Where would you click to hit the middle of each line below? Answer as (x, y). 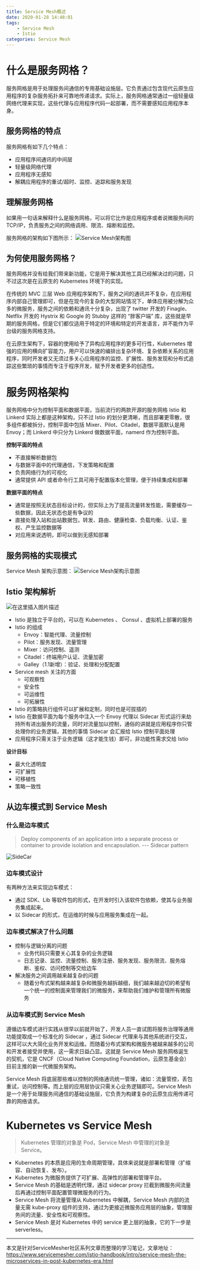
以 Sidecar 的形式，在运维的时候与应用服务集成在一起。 (83, 915)
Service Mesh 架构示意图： (40, 571)
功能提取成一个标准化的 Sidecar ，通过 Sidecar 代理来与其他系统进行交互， (98, 1036)
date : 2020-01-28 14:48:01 (40, 17)
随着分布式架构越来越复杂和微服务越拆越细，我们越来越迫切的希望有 (107, 983)
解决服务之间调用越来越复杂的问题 (57, 976)
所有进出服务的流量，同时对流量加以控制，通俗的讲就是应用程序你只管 (106, 723)
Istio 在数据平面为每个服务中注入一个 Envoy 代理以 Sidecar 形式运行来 (100, 716)
